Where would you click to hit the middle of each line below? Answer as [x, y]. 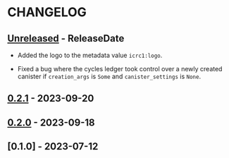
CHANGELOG [47, 12]
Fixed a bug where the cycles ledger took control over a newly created [120, 69]
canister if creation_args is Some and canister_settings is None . [109, 76]
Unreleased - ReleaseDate [66, 38]
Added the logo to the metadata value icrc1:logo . [90, 55]
